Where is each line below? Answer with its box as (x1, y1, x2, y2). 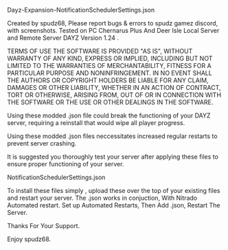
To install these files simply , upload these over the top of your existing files (7, 187, 220, 194)
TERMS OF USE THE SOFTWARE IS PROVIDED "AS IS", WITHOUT (7, 47, 193, 55)
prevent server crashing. (7, 139, 77, 147)
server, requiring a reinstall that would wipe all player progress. (7, 119, 185, 126)
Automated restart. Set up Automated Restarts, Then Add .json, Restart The (7, 201, 221, 209)
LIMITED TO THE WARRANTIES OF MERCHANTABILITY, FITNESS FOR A (7, 62, 212, 69)
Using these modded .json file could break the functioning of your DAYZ (7, 111, 211, 120)
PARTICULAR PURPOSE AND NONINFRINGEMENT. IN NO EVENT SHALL (7, 69, 213, 77)
